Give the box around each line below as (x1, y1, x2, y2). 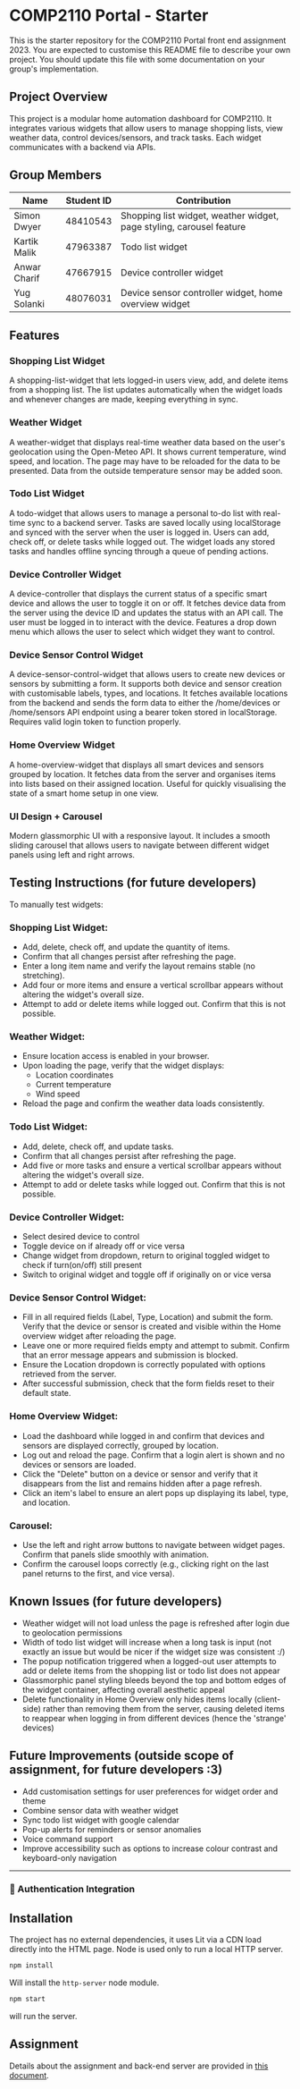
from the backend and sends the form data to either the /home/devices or (9, 698, 281, 708)
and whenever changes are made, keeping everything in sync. (9, 394, 238, 405)
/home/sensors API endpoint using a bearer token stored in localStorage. (9, 707, 278, 718)
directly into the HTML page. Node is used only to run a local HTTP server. (9, 1944, 284, 1955)
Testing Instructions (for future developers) (9, 875, 257, 891)
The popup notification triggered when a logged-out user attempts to (21, 1655, 277, 1666)
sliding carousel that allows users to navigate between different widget (9, 840, 270, 850)
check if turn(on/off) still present (21, 1260, 143, 1271)
